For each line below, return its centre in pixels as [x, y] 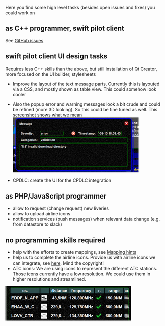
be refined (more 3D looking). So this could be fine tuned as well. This [85, 109]
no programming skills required [55, 240]
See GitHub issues [24, 40]
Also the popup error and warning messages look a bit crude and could [86, 104]
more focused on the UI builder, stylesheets [51, 74]
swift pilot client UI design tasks [56, 57]
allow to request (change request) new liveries [61, 208]
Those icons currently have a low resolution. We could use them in [81, 274]
